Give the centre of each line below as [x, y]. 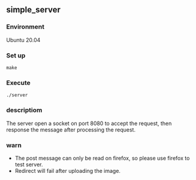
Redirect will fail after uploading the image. [68, 170]
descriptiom [24, 110]
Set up [16, 55]
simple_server [34, 10]
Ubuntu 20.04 [23, 40]
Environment [25, 27]
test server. [29, 164]
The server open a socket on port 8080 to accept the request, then [89, 123]
